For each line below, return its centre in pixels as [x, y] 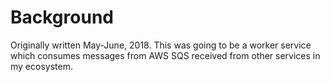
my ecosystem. [41, 66]
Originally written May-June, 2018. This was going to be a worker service [161, 45]
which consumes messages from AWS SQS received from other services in [165, 55]
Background [62, 17]
